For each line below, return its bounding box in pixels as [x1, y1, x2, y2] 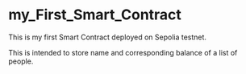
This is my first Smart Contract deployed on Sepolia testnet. [8, 32, 207, 42]
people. [8, 56, 34, 66]
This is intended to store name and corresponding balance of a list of [8, 47, 238, 57]
